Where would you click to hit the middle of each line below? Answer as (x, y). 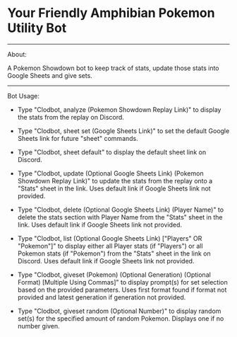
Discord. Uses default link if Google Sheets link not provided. (106, 261)
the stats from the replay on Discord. (71, 117)
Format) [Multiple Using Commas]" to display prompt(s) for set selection (122, 282)
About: (17, 54)
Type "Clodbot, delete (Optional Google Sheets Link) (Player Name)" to (121, 210)
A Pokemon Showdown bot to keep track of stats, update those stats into (113, 68)
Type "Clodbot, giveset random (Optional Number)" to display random (119, 311)
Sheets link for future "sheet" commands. (78, 138)
